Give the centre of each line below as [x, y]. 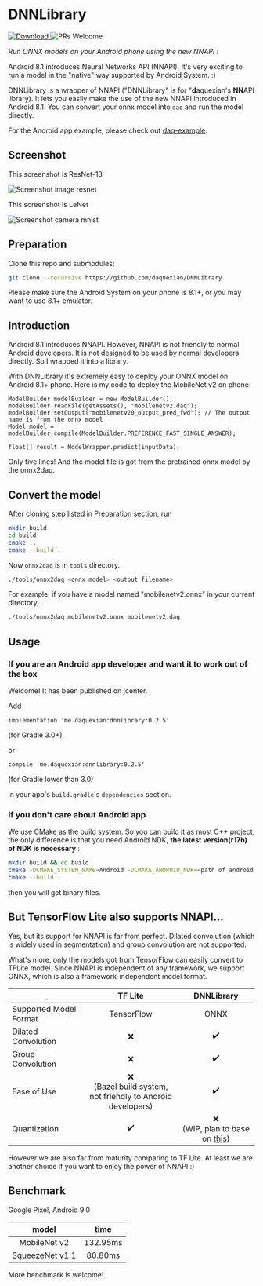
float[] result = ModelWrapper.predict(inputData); [94, 448]
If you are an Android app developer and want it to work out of [128, 663]
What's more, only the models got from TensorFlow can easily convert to [126, 959]
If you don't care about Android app [77, 814]
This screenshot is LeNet [48, 204]
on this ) [216, 1138]
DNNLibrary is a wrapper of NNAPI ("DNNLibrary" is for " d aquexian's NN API [131, 90]
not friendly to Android [131, 1096]
